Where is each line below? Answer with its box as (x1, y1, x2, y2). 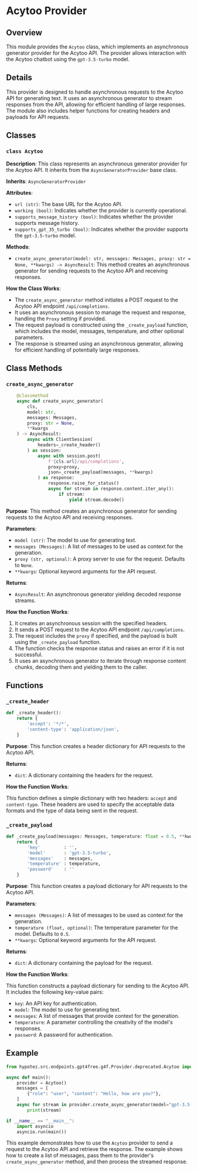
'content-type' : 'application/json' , (27, 727, 119, 732)
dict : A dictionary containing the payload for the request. (14, 960, 153, 967)
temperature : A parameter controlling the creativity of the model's (14, 1019, 173, 1026)
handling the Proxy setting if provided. (14, 315, 107, 322)
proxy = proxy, (47, 464, 80, 470)
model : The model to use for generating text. (14, 1006, 121, 1013)
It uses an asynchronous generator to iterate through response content (14, 657, 186, 664)
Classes (6, 131, 36, 141)
